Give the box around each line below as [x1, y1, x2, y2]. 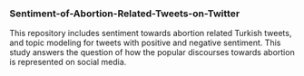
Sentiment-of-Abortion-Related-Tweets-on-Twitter [9, 7, 240, 20]
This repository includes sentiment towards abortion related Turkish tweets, [9, 28, 292, 39]
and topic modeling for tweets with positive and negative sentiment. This [9, 37, 281, 48]
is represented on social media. [9, 57, 127, 68]
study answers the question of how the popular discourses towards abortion [9, 47, 295, 58]
